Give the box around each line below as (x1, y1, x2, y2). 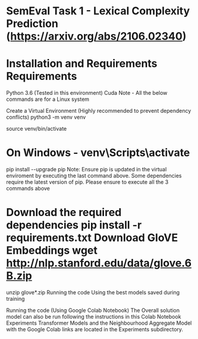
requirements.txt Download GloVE (6, 231, 178, 245)
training (6, 295, 25, 302)
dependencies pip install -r (6, 218, 142, 232)
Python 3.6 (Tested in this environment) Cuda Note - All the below (6, 90, 168, 97)
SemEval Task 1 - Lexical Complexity (6, 4, 190, 18)
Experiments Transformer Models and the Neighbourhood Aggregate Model (6, 319, 192, 326)
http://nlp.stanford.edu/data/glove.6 (6, 257, 192, 270)
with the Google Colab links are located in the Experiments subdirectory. (6, 326, 183, 332)
